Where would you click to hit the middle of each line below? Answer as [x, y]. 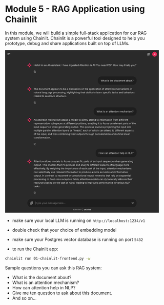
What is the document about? [42, 277]
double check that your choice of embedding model [64, 230]
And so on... [24, 298]
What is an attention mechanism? [45, 283]
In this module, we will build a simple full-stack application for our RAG [76, 33]
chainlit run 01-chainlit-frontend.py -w [48, 258]
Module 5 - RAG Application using [75, 9]
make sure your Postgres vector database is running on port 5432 [77, 239]
